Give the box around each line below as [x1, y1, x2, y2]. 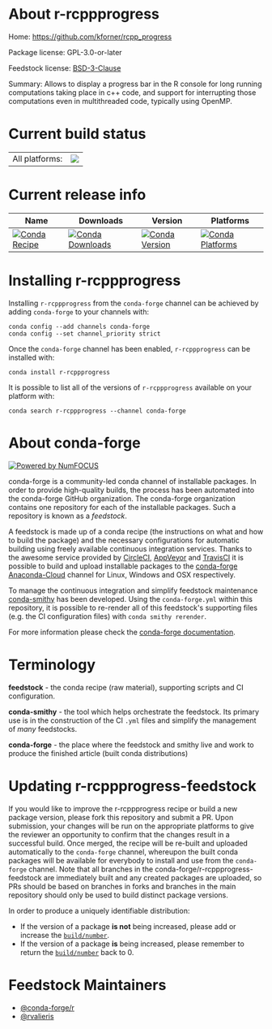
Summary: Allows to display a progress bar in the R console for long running [8, 79, 262, 89]
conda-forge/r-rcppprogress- [155, 864, 253, 874]
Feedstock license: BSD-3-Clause [8, 63, 121, 73]
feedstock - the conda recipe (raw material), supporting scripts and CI [8, 682, 244, 692]
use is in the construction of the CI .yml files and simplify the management [8, 716, 257, 725]
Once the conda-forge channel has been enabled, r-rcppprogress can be [8, 344, 251, 353]
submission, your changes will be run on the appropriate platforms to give [8, 821, 255, 831]
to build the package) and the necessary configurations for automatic [8, 535, 240, 545]
